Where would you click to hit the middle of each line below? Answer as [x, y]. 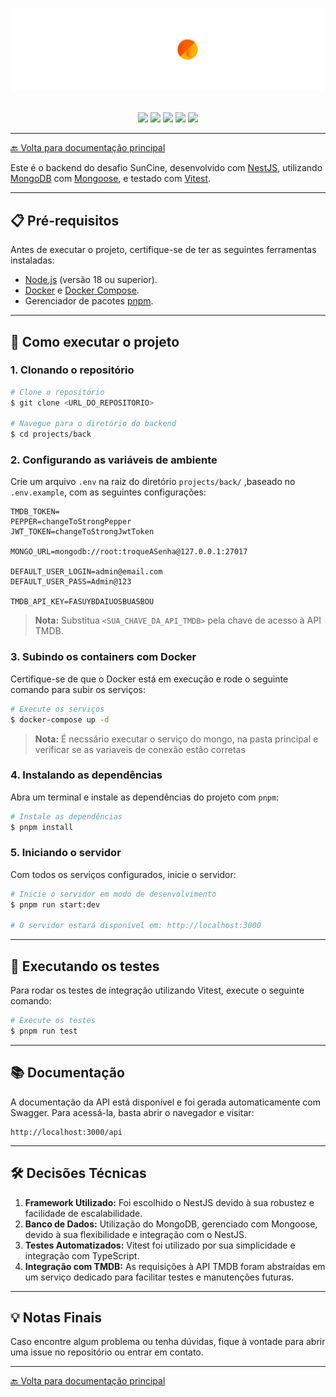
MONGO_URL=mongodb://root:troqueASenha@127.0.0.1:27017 [129, 552]
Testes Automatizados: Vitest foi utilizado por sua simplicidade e [160, 1245]
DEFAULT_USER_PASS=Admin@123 [71, 582]
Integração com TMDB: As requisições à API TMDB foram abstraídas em [175, 1266]
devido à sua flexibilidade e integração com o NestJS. [136, 1234]
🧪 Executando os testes [85, 966]
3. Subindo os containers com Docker [103, 657]
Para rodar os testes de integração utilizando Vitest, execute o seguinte [157, 990]
